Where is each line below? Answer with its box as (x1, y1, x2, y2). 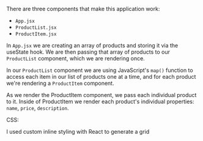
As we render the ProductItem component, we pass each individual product (6, 92, 197, 98)
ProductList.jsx (15, 24, 57, 31)
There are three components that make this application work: (6, 5, 160, 12)
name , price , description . (6, 104, 69, 112)
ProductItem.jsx (15, 31, 57, 37)
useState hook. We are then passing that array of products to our (6, 48, 170, 56)
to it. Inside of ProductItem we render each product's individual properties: (6, 98, 194, 105)
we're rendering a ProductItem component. (6, 79, 114, 87)
